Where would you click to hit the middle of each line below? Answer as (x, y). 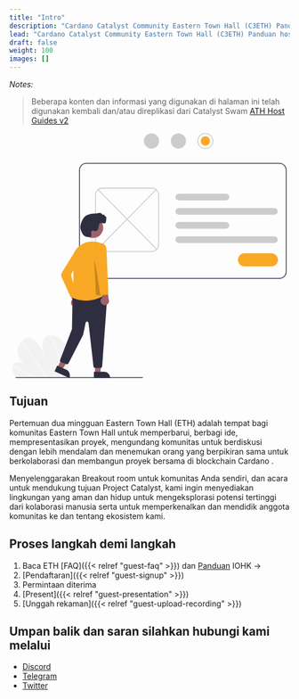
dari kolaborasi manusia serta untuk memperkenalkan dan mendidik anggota (149, 506)
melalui (30, 645)
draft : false (33, 42)
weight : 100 (31, 51)
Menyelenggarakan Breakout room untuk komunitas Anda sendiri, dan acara (149, 478)
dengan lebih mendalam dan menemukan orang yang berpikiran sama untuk (149, 451)
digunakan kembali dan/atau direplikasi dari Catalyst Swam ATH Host (158, 111)
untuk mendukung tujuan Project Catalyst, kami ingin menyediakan (132, 488)
